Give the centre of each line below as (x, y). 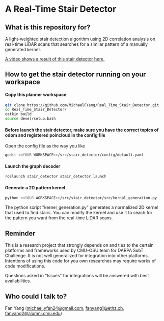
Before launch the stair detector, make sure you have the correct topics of (82, 130)
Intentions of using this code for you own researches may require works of (81, 261)
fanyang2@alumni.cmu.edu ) (34, 313)
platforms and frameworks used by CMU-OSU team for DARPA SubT (74, 250)
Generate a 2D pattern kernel (35, 187)
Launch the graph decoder (33, 166)
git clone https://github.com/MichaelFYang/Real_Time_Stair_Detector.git (82, 105)
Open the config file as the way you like (45, 146)
